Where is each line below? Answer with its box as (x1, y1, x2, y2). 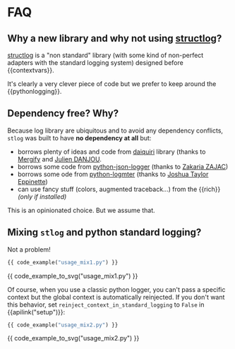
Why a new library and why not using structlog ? (7, 32, 222, 44)
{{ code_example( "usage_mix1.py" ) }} (7, 259, 119, 266)
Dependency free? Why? (7, 107, 119, 120)
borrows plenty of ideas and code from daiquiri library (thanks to (17, 147, 206, 156)
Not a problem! (7, 245, 51, 254)
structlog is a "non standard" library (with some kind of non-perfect (7, 51, 204, 59)
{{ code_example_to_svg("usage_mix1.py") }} (7, 271, 138, 280)
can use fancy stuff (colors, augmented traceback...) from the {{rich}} (17, 185, 221, 193)
